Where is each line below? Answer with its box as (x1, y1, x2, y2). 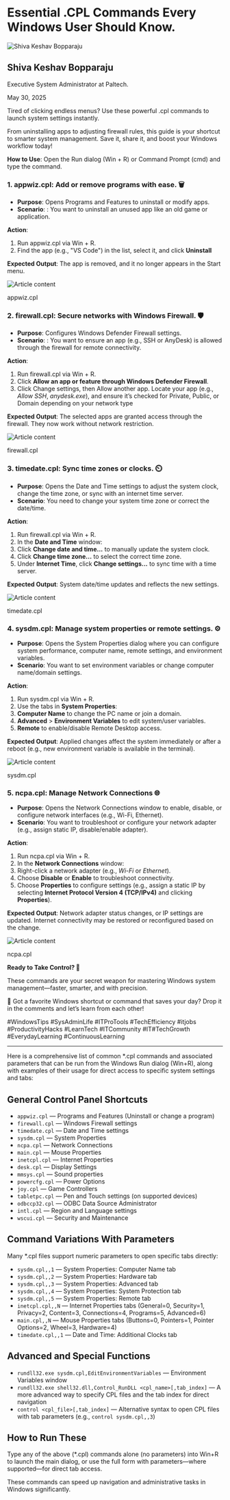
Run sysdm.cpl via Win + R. (16, 695, 94, 703)
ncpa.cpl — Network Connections (16, 1141, 113, 1149)
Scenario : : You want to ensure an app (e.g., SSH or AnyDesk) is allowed (16, 336, 222, 345)
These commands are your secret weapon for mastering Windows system (7, 977, 216, 985)
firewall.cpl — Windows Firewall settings (16, 1119, 138, 1127)
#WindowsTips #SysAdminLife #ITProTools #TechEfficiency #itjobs (7, 1018, 196, 1026)
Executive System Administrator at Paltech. (7, 80, 129, 88)
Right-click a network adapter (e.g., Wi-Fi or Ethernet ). (16, 866, 171, 875)
